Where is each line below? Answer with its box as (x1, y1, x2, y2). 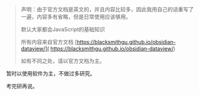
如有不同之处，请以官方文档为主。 (20, 58, 105, 64)
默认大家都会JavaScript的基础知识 (20, 26, 106, 33)
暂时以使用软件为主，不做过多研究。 (6, 70, 96, 77)
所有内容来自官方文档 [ (20, 39, 77, 45)
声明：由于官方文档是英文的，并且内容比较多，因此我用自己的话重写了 (20, 6, 194, 12)
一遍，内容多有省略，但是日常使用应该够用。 (20, 13, 131, 20)
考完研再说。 (6, 83, 38, 90)
